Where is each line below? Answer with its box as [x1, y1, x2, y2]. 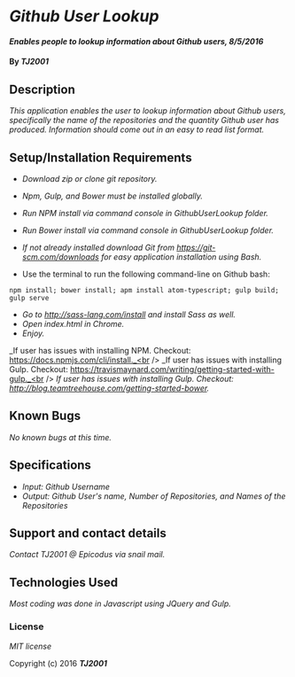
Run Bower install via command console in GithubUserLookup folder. [21, 225, 275, 236]
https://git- [176, 242, 216, 253]
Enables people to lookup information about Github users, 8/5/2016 [9, 35, 264, 46]
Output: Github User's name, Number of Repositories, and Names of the [21, 490, 286, 502]
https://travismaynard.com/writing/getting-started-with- [69, 364, 275, 374]
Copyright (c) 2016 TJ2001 [9, 658, 108, 668]
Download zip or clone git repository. [21, 174, 158, 183]
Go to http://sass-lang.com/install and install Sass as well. [21, 309, 237, 320]
